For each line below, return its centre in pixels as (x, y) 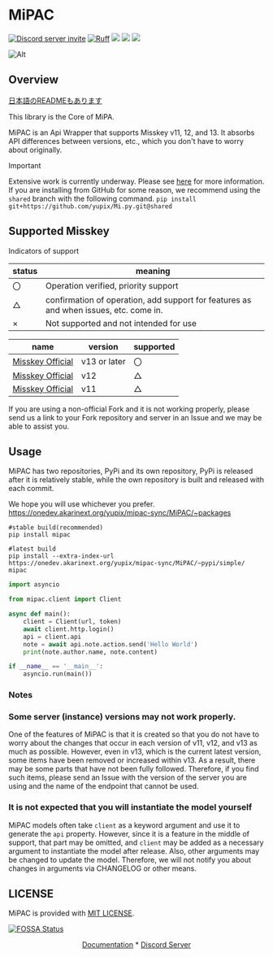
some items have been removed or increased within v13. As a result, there (132, 760)
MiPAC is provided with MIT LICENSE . (71, 913)
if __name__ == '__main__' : (56, 667)
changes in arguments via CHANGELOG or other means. (103, 868)
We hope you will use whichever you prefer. (82, 504)
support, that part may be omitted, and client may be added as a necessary (136, 842)
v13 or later (103, 361)
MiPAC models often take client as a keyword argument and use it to (124, 825)
